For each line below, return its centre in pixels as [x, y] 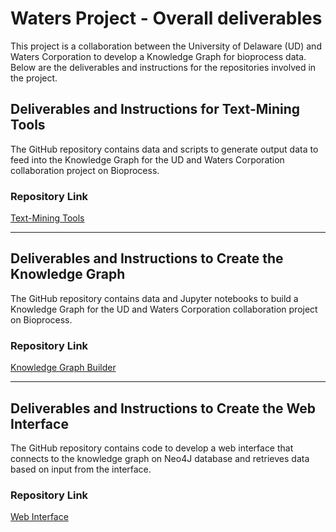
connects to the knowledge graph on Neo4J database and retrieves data [160, 458]
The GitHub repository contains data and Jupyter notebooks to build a [154, 298]
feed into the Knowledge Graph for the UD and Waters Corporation [147, 159]
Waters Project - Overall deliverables [166, 18]
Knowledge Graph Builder [63, 368]
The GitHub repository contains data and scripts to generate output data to [164, 149]
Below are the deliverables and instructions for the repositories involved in [163, 67]
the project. [34, 78]
